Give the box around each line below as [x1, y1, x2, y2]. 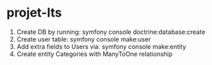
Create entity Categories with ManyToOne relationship [16, 50, 173, 58]
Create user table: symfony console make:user [16, 35, 151, 43]
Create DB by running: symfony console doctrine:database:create [16, 28, 206, 36]
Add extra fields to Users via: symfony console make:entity [16, 42, 186, 50]
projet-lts [6, 5, 62, 21]
